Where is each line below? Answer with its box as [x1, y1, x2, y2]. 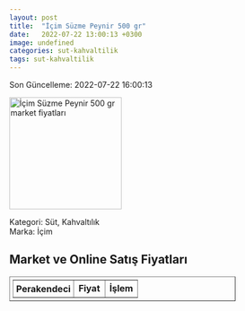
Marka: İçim [9, 226, 53, 237]
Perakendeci [16, 282, 72, 295]
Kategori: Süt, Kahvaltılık [9, 217, 101, 227]
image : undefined [9, 38, 74, 48]
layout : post [9, 13, 58, 22]
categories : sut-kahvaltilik [9, 47, 118, 56]
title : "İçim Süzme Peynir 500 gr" [9, 22, 146, 30]
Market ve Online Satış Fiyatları [9, 252, 188, 267]
